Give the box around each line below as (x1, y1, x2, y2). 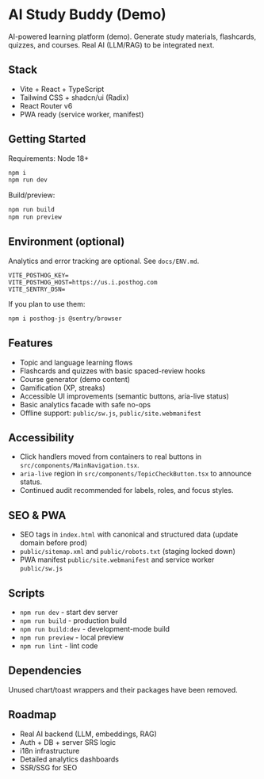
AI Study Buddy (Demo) (8, 6, 166, 24)
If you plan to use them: (8, 299, 86, 308)
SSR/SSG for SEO (19, 762, 78, 772)
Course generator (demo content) (19, 374, 131, 384)
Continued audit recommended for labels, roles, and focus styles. (19, 486, 234, 495)
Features (8, 337, 53, 350)
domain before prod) (19, 538, 88, 548)
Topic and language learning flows (19, 357, 133, 367)
